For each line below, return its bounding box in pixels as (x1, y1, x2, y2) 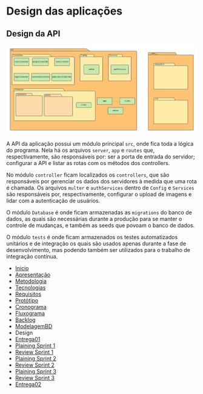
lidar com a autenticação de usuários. (6, 197, 101, 204)
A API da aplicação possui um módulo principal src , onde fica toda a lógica (6, 140, 194, 147)
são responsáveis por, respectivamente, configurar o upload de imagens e (6, 190, 192, 198)
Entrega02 (15, 381, 42, 388)
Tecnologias (15, 284, 46, 291)
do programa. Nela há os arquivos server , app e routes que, (6, 146, 155, 154)
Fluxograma (15, 310, 45, 317)
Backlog (15, 316, 36, 323)
